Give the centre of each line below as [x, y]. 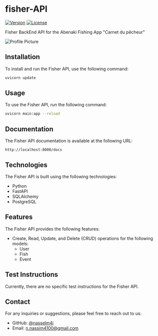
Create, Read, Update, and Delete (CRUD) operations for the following [82, 238]
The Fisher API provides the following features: [52, 229]
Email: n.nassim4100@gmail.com [45, 328]
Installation [23, 57]
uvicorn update [21, 78]
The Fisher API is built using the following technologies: [61, 176]
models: [20, 243]
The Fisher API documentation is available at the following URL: [69, 141]
